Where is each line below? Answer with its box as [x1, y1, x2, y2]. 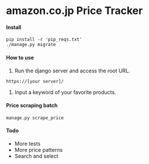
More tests [14, 140, 41, 147]
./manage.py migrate [6, 42, 57, 48]
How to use [6, 54, 34, 61]
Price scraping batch [6, 102, 58, 109]
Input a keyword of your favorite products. [14, 89, 116, 96]
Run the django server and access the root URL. [14, 67, 130, 74]
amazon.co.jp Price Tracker [6, 4, 143, 18]
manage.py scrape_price [6, 115, 64, 121]
